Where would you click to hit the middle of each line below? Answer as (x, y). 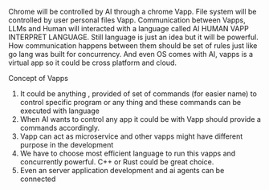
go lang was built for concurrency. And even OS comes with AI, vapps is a (130, 54)
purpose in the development (67, 145)
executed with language (60, 111)
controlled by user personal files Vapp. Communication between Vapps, (127, 20)
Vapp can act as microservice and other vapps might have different (131, 136)
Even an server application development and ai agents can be (122, 170)
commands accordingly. (60, 128)
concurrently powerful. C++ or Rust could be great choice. (117, 162)
